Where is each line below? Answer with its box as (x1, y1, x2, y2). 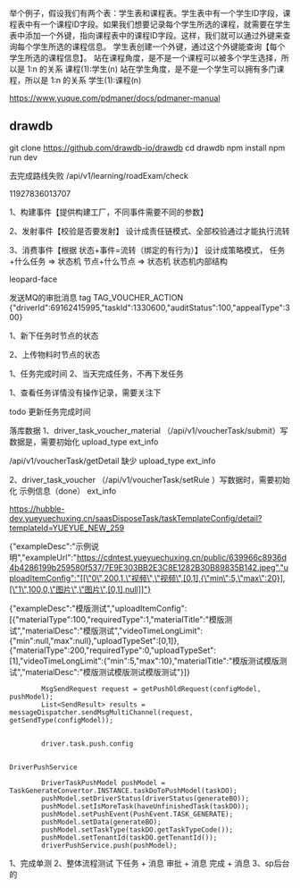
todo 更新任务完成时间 (9, 406, 91, 417)
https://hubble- (9, 503, 65, 514)
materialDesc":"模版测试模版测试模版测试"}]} (25, 666, 190, 677)
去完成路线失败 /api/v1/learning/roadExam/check (9, 170, 189, 181)
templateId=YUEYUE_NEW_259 (9, 522, 125, 533)
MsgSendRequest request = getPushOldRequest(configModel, (41, 684, 262, 693)
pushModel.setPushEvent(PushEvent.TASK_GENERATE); (41, 809, 234, 818)
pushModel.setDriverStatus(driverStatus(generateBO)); (41, 794, 250, 803)
